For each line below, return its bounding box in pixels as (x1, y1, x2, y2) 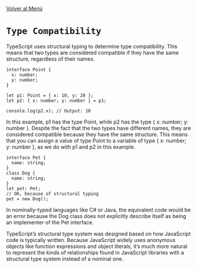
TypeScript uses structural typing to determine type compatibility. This (6, 42, 178, 49)
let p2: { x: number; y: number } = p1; (6, 97, 107, 104)
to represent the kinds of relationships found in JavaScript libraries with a (6, 249, 185, 256)
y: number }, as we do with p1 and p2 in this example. (6, 143, 136, 150)
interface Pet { (6, 154, 46, 161)
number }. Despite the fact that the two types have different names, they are (6, 124, 192, 131)
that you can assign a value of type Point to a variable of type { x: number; (6, 137, 187, 144)
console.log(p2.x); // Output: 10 (6, 108, 91, 114)
